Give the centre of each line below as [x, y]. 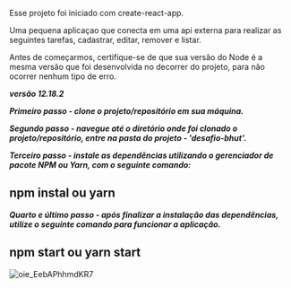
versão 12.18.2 [37, 94]
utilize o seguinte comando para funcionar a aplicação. [115, 224]
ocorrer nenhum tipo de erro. [63, 76]
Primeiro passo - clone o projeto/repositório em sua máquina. [127, 111]
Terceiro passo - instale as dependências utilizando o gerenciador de [141, 155]
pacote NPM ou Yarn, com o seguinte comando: [100, 165]
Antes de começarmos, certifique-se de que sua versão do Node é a [136, 57]
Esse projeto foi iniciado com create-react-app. [97, 13]
